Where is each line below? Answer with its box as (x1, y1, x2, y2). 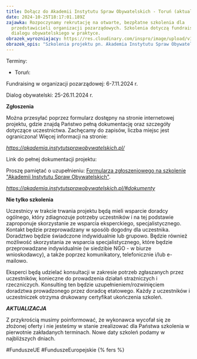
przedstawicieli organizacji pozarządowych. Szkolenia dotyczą (11, 25, 169, 31)
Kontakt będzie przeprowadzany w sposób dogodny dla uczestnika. (6, 226, 170, 233)
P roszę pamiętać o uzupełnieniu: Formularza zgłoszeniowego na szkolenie (6, 167, 186, 174)
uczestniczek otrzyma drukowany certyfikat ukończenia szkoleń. (6, 293, 163, 300)
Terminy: (6, 57, 28, 65)
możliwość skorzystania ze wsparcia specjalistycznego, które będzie (6, 238, 173, 245)
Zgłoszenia (6, 103, 34, 110)
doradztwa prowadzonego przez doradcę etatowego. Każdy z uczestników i (6, 287, 191, 294)
